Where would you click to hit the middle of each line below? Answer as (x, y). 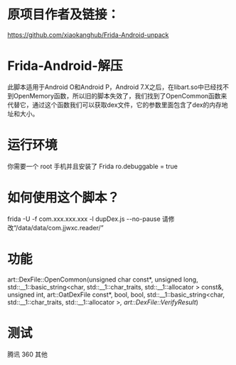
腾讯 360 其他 (28, 354)
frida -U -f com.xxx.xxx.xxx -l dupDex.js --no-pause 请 (88, 219)
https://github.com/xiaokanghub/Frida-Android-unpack (88, 35)
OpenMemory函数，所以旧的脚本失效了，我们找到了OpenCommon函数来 (120, 96)
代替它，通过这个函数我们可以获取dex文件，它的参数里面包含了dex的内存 (115, 105)
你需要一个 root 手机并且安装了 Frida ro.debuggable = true (92, 166)
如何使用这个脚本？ (64, 197)
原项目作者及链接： (64, 15)
